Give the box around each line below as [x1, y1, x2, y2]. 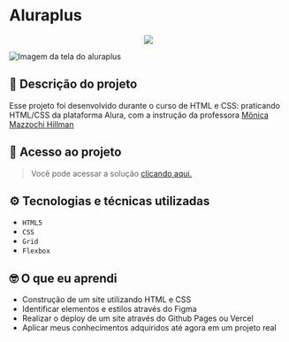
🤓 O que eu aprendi [9, 270, 118, 285]
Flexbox [21, 247, 50, 256]
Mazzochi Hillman [9, 118, 74, 129]
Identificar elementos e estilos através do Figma [21, 304, 197, 315]
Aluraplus [9, 5, 82, 26]
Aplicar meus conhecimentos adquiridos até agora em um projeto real [21, 323, 277, 333]
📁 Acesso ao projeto [9, 145, 122, 160]
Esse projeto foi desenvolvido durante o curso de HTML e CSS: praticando [9, 100, 281, 110]
